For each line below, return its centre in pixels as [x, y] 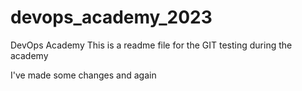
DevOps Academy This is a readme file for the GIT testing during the [151, 45]
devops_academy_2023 [111, 17]
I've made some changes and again [83, 75]
